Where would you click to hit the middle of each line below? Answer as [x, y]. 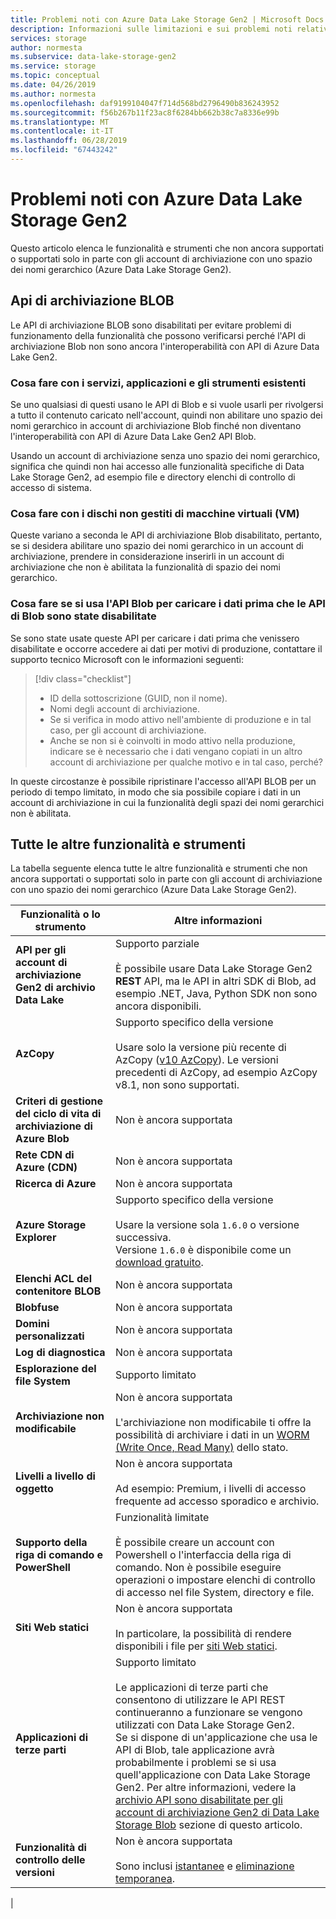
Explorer [36, 1238]
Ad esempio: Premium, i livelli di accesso [211, 1489]
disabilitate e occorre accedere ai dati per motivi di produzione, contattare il [166, 648]
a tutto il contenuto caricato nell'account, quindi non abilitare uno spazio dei [166, 415]
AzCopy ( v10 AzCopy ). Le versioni [197, 1060]
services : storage [48, 38]
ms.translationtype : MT [60, 122]
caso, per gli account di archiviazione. [128, 730]
